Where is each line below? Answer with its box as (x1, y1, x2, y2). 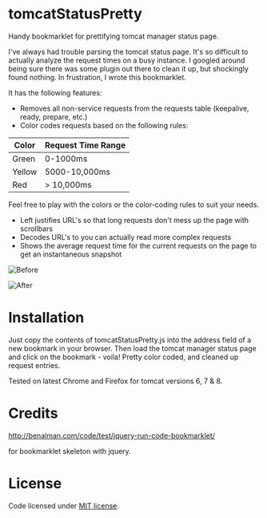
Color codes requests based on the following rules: (19, 120, 189, 130)
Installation (8, 309, 85, 327)
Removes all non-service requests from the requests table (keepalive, (19, 103, 249, 113)
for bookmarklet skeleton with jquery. (8, 446, 132, 455)
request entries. (8, 360, 61, 370)
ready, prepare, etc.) (19, 111, 88, 121)
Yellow (12, 166, 38, 177)
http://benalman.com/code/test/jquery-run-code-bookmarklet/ (8, 431, 216, 440)
